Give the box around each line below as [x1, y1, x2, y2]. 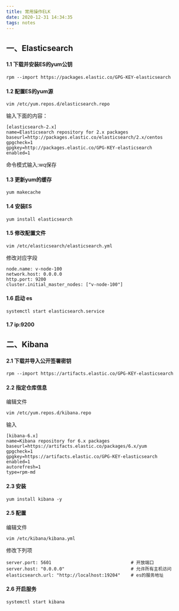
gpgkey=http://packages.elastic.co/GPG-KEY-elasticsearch [6, 145, 152, 151]
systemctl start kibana [6, 599, 65, 605]
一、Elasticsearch [6, 43, 73, 53]
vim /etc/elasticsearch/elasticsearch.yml [6, 243, 113, 249]
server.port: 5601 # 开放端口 [6, 559, 154, 565]
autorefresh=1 [6, 464, 41, 470]
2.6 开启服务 [6, 585, 37, 593]
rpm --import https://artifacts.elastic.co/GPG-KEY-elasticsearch [6, 371, 174, 377]
